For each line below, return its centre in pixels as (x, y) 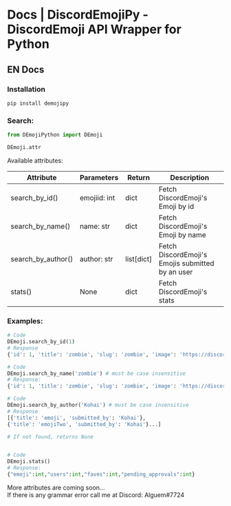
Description (190, 177)
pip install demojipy (38, 103)
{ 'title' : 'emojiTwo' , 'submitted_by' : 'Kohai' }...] (84, 424)
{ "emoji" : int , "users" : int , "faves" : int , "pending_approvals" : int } (101, 475)
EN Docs (26, 69)
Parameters (99, 177)
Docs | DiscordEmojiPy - (78, 15)
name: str (95, 226)
